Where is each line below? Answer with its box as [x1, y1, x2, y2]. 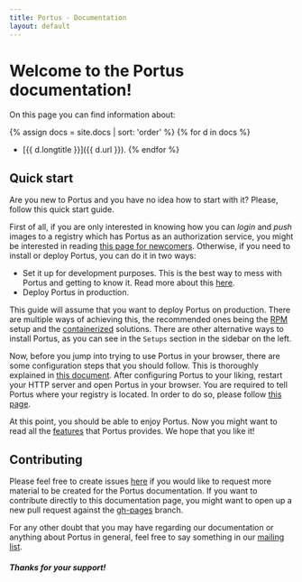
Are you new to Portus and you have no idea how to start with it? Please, [9, 195, 279, 206]
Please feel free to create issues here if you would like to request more [9, 476, 272, 487]
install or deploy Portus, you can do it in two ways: [9, 250, 197, 262]
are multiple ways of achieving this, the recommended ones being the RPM [9, 314, 288, 325]
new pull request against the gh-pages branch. [9, 504, 184, 515]
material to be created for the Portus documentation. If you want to [9, 485, 258, 496]
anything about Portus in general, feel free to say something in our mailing [9, 531, 285, 542]
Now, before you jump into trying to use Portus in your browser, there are [9, 351, 281, 362]
